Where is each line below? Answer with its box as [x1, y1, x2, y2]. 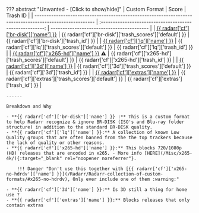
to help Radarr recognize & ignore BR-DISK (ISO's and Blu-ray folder [6, 119, 185, 125]
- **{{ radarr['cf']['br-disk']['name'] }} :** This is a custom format [6, 114, 190, 120]
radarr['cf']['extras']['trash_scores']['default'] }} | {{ [6, 75, 132, 82]
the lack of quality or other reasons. [6, 140, 105, 146]
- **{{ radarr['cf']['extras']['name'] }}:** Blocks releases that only [6, 197, 190, 203]
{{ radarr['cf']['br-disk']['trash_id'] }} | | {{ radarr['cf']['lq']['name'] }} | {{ [6, 37, 183, 44]
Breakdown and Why [6, 104, 52, 109]
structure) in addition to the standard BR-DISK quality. [6, 124, 153, 130]
